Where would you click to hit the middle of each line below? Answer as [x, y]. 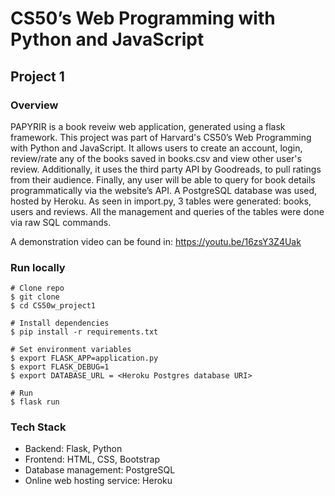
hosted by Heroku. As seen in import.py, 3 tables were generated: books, [161, 201]
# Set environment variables [71, 350]
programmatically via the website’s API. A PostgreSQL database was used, [164, 190]
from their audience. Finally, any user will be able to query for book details [163, 179]
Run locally [38, 267]
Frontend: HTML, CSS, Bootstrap [92, 459]
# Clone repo [37, 288]
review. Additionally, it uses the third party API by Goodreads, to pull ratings [166, 169]
